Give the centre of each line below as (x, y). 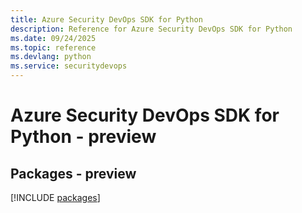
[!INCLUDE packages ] (55, 197)
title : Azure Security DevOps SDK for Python (106, 19)
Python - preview (83, 137)
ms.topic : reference (53, 47)
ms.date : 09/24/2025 (53, 38)
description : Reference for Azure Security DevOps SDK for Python (151, 29)
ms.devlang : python (51, 57)
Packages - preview (73, 173)
